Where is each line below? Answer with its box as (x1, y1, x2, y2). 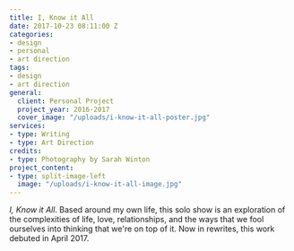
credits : (9, 146, 42, 155)
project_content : (9, 163, 74, 172)
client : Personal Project (17, 96, 115, 106)
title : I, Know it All (9, 13, 94, 22)
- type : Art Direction (9, 138, 94, 147)
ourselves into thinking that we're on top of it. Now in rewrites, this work (9, 223, 275, 234)
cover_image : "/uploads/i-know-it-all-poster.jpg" (17, 113, 211, 122)
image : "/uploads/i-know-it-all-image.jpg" (17, 180, 182, 189)
